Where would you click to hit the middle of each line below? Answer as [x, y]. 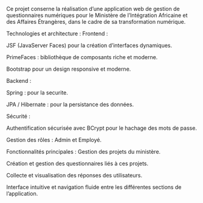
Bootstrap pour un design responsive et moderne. [69, 69]
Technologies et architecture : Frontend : [57, 34]
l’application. [22, 194]
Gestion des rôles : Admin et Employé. [54, 140]
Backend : [19, 81]
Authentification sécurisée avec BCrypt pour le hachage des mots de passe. [102, 128]
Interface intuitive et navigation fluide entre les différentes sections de [94, 187]
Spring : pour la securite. [37, 93]
